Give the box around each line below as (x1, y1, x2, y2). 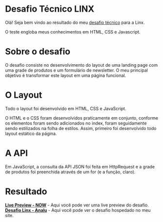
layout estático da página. (5, 130, 57, 136)
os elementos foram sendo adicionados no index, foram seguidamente (5, 120, 147, 126)
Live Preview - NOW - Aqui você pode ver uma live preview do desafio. (5, 202, 149, 208)
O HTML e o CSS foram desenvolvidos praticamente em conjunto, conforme (5, 115, 159, 121)
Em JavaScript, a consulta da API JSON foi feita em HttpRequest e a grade (5, 164, 155, 169)
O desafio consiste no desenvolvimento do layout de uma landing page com (5, 62, 158, 68)
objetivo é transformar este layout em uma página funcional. (5, 72, 126, 78)
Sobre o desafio (5, 46, 71, 57)
